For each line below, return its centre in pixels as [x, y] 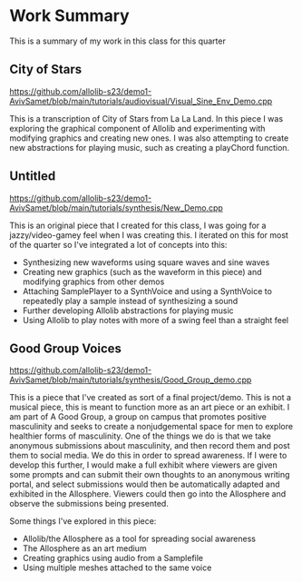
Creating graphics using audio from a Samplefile [113, 558]
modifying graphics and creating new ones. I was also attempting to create [149, 138]
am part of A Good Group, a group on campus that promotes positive [138, 417]
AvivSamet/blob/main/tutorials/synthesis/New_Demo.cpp [117, 207]
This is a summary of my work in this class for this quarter [118, 41]
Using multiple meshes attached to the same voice [117, 567]
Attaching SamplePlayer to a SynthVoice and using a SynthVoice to [147, 291]
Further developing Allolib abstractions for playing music [128, 311]
